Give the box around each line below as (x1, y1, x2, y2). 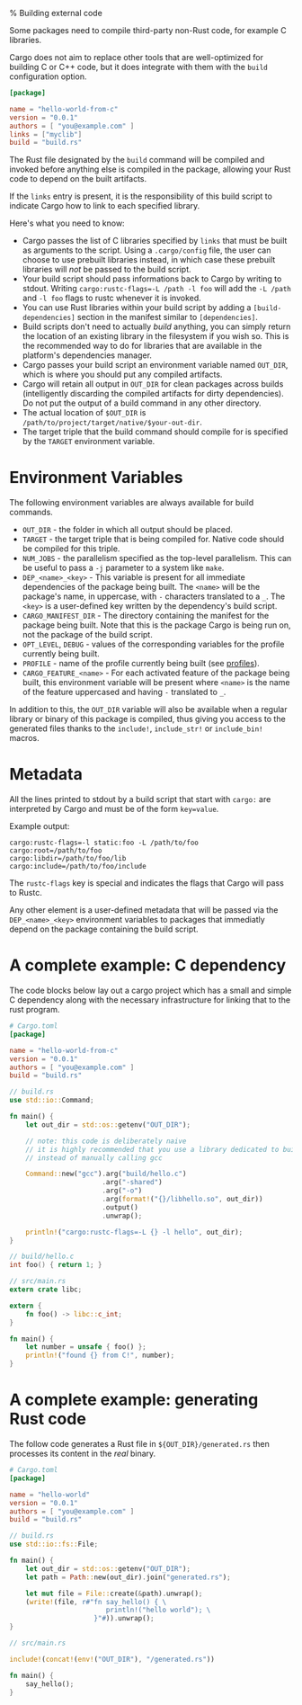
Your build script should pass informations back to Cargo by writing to (22, 273, 282, 284)
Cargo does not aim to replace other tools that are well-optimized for (9, 52, 263, 62)
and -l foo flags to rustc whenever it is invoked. (22, 292, 202, 304)
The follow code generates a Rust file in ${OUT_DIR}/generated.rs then (9, 1439, 270, 1449)
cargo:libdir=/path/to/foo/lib (9, 854, 127, 863)
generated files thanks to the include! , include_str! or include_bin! (9, 723, 263, 734)
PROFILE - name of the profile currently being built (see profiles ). (22, 658, 261, 669)
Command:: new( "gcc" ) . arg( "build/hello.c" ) (25, 1169, 187, 1179)
